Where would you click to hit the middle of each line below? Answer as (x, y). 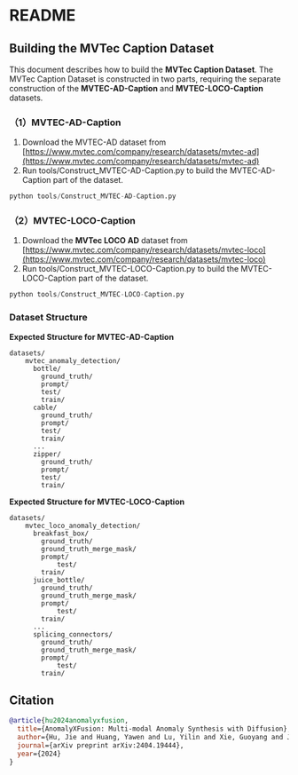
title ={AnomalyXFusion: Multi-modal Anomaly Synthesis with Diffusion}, (154, 729)
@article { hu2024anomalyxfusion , (69, 721)
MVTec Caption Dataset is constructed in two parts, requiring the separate (145, 79)
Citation (32, 701)
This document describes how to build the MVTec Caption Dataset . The (141, 69)
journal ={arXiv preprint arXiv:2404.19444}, (101, 746)
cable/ (45, 407)
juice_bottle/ (59, 580)
